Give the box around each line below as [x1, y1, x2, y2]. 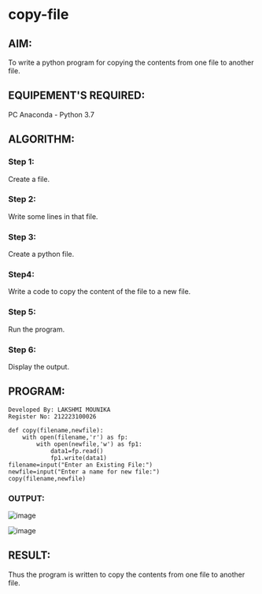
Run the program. [8, 325, 65, 334]
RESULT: [8, 549, 51, 562]
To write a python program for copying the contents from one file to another [8, 58, 254, 67]
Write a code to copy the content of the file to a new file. [8, 287, 191, 296]
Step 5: [8, 306, 37, 317]
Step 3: [8, 231, 37, 242]
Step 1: [8, 156, 35, 167]
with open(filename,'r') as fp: [22, 433, 128, 441]
